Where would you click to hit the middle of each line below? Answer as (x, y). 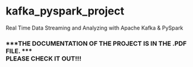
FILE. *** (19, 51)
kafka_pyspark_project (65, 11)
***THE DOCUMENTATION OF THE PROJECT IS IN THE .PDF (96, 43)
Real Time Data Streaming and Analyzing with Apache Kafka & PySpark (95, 28)
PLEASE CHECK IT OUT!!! (44, 59)
